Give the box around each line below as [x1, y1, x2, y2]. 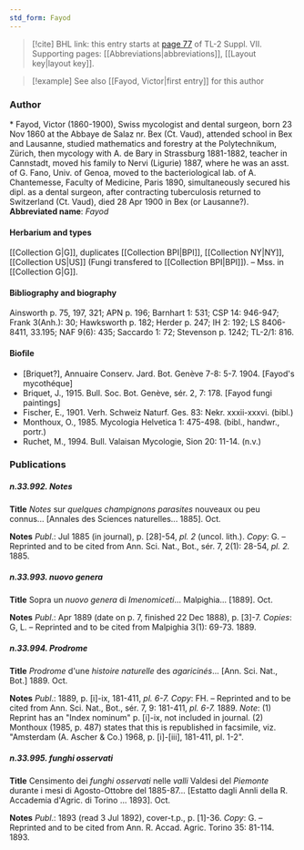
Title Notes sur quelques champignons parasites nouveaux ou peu [9, 504, 261, 515]
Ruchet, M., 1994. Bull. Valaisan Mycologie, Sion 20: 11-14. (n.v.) [22, 435, 262, 446]
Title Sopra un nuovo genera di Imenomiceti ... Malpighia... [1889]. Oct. [9, 594, 273, 606]
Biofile [9, 347, 35, 358]
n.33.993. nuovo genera [9, 571, 103, 583]
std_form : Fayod [9, 13, 71, 23]
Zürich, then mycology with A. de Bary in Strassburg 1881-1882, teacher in [9, 148, 288, 159]
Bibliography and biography [9, 287, 117, 298]
